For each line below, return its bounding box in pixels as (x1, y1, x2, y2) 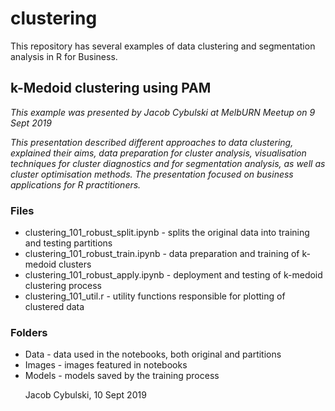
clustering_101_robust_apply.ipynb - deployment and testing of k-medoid (24, 269, 323, 281)
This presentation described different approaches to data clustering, (10, 136, 294, 148)
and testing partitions (24, 237, 113, 249)
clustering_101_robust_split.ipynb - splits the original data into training (24, 227, 310, 239)
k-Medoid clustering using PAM (10, 80, 212, 97)
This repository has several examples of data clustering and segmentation (10, 40, 316, 52)
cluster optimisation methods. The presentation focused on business (10, 168, 294, 180)
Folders (10, 325, 48, 339)
